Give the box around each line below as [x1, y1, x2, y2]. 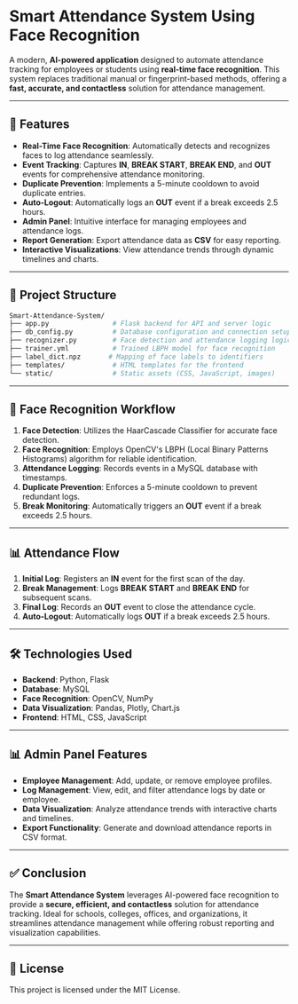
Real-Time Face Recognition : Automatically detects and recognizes [21, 140, 271, 151]
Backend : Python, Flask [21, 675, 110, 684]
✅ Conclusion [9, 866, 87, 881]
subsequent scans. [21, 592, 92, 603]
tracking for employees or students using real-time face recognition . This [9, 64, 280, 75]
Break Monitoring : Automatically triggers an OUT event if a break [21, 501, 262, 511]
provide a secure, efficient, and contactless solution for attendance [9, 898, 260, 909]
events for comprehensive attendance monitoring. [21, 169, 206, 179]
